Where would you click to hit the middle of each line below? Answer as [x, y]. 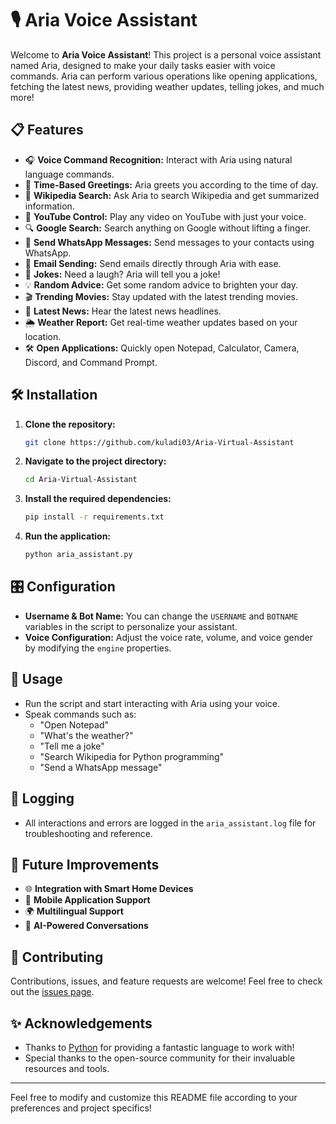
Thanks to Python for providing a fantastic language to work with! [159, 1047]
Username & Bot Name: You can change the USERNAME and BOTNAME [161, 616]
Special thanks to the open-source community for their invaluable [160, 1058]
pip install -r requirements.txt [94, 517]
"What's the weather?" [86, 735]
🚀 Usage [36, 679]
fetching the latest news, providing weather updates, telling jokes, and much [167, 86]
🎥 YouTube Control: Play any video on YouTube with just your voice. [165, 216]
